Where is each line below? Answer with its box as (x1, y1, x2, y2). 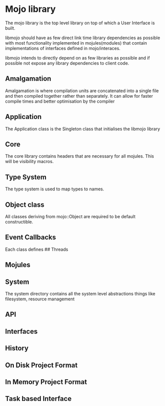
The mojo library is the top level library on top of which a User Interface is (5, 20, 155, 26)
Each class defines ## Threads (5, 246, 68, 252)
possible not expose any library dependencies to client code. (5, 60, 129, 66)
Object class (5, 200, 44, 209)
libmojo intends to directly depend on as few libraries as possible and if (5, 55, 150, 60)
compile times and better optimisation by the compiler (5, 98, 115, 104)
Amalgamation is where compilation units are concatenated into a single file (5, 88, 159, 94)
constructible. (5, 219, 34, 225)
